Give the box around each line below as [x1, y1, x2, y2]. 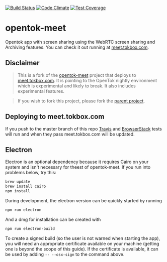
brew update [5, 179, 30, 184]
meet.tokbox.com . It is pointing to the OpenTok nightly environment [17, 77, 157, 83]
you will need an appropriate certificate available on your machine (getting [5, 240, 159, 246]
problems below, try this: [5, 170, 56, 176]
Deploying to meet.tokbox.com [5, 112, 105, 121]
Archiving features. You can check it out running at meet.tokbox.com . [5, 44, 149, 50]
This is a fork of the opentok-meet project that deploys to [17, 72, 137, 78]
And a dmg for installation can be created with [5, 216, 101, 222]
